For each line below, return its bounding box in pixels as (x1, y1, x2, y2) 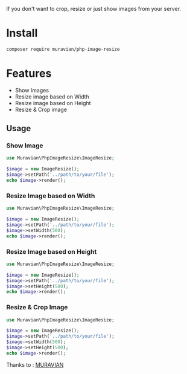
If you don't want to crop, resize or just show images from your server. (6, 5, 181, 12)
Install (6, 27, 38, 40)
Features (6, 66, 52, 80)
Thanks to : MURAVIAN (6, 361, 64, 368)
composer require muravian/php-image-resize (6, 46, 120, 52)
